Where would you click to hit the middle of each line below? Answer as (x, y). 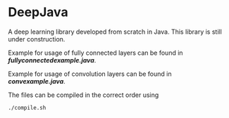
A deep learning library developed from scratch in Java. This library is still (115, 32)
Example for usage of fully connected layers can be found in (95, 53)
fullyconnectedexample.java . (52, 60)
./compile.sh (27, 107)
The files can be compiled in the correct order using (83, 95)
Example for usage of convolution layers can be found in (90, 74)
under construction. (37, 39)
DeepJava (38, 12)
